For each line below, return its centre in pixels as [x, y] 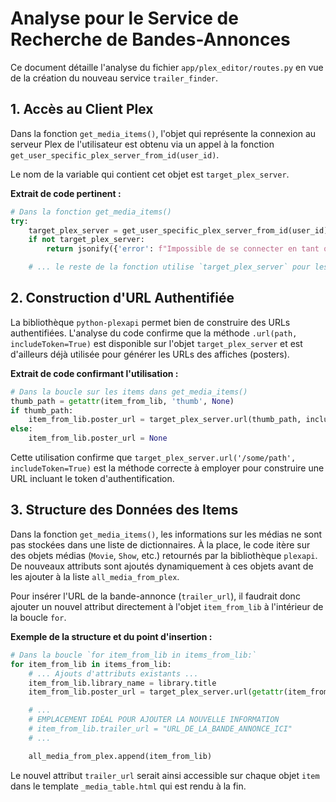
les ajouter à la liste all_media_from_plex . [95, 576]
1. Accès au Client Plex [82, 109]
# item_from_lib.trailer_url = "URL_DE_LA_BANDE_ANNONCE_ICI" [160, 729]
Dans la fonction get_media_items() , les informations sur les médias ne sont [166, 534]
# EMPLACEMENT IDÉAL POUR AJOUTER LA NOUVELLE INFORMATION [154, 720]
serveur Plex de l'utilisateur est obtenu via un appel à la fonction [142, 144]
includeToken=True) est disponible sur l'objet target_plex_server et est [156, 343]
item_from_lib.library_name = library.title [122, 683]
